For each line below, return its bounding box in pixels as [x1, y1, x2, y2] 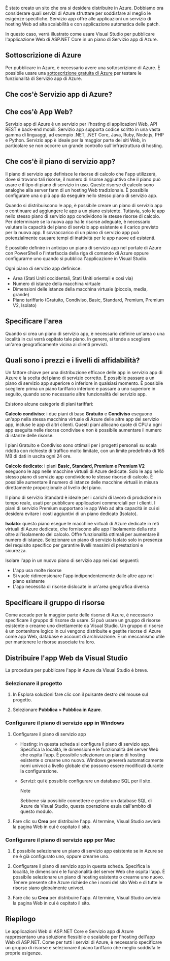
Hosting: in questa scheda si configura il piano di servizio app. [20, 741, 151, 747]
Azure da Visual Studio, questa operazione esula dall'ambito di [20, 803, 151, 809]
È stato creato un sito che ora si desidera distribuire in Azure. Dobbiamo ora [5, 5, 164, 11]
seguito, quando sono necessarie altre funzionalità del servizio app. [5, 391, 147, 397]
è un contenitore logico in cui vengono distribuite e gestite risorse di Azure [5, 628, 161, 634]
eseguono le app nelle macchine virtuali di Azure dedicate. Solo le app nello [5, 468, 164, 474]
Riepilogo [5, 915, 36, 923]
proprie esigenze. [5, 950, 42, 956]
